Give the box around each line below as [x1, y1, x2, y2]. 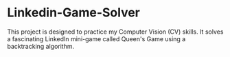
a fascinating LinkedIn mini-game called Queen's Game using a [7, 34, 186, 43]
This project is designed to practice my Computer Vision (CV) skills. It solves [7, 27, 224, 36]
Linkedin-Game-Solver [7, 5, 141, 21]
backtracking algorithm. [7, 42, 75, 50]
